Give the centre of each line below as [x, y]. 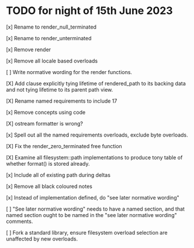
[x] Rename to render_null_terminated [51, 27]
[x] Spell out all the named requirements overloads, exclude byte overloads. [97, 135]
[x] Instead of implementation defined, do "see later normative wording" [93, 197]
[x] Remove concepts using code [46, 112]
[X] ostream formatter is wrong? [45, 123]
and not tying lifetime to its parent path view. [60, 89]
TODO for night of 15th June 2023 [90, 11]
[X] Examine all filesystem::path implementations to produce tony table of [94, 157]
